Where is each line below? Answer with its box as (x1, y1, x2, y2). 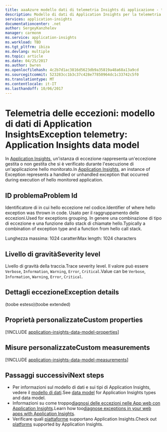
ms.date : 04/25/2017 (5, 58, 48, 63)
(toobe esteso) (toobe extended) (5, 301, 71, 307)
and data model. (12, 395, 46, 401)
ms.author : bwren (5, 63, 41, 68)
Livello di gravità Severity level (5, 250, 101, 258)
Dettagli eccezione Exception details (5, 288, 119, 296)
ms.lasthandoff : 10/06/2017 (5, 86, 64, 91)
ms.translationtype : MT (5, 77, 55, 82)
